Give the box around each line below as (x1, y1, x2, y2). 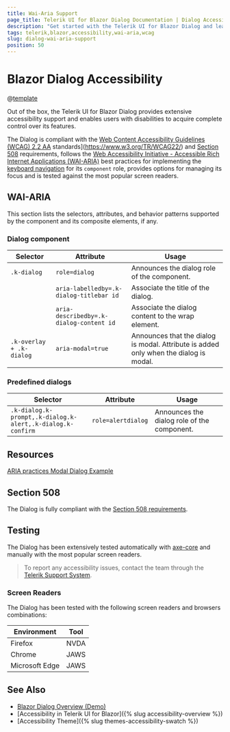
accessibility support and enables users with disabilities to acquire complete (7, 114, 222, 123)
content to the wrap (131, 311, 195, 321)
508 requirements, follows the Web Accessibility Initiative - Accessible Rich (7, 149, 220, 158)
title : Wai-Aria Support (7, 10, 78, 17)
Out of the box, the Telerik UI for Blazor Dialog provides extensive (7, 107, 192, 115)
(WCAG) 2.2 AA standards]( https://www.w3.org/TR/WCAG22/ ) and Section (7, 142, 219, 151)
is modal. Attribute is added (131, 340, 220, 350)
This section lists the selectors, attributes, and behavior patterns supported (7, 210, 220, 218)
